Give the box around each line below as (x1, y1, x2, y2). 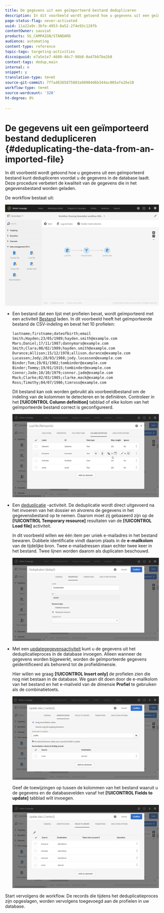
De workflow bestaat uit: (5, 195, 55, 201)
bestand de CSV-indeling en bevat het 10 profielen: (12, 321, 115, 327)
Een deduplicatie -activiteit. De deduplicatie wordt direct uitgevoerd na (12, 502, 155, 508)
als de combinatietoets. (12, 686, 60, 692)
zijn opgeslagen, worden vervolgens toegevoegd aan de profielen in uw (5, 898, 149, 904)
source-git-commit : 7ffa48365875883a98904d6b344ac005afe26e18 (5, 80, 134, 85)
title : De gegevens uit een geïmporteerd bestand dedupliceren (5, 8, 137, 13)
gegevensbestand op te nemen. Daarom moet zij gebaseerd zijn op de (12, 513, 154, 519)
